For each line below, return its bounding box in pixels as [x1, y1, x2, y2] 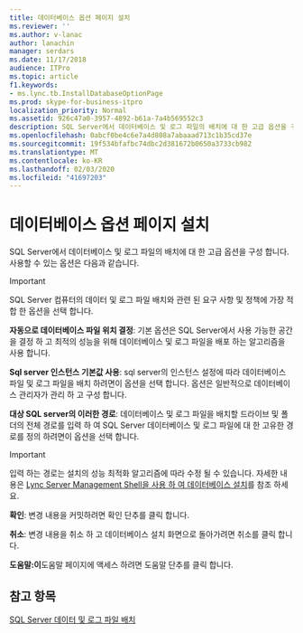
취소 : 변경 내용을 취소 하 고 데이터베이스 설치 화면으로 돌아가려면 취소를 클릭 [9, 529, 277, 540]
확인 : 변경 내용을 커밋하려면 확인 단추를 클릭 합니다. [9, 510, 189, 521]
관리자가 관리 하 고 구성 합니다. [18, 390, 127, 401]
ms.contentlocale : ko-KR [9, 156, 103, 165]
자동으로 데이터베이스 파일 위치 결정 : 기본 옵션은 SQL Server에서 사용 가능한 [9, 325, 277, 335]
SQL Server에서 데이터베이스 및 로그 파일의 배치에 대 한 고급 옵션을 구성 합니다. [9, 246, 290, 258]
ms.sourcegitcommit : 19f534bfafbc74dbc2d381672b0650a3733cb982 [9, 139, 252, 148]
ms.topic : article [9, 72, 78, 81]
